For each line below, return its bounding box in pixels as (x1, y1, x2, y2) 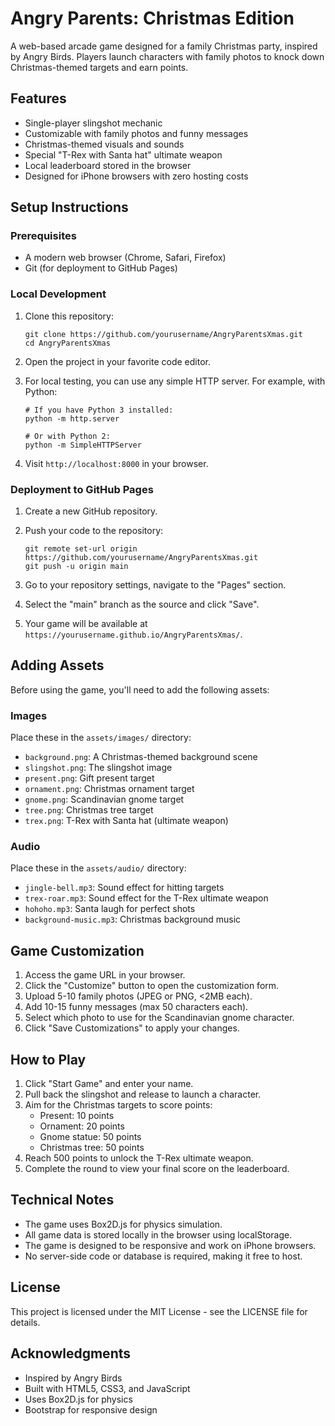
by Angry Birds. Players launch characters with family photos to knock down (10, 50, 325, 62)
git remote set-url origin (24, 544, 138, 554)
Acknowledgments (10, 1345, 132, 1362)
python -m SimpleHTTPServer (24, 440, 142, 450)
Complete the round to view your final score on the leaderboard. (24, 1163, 290, 1175)
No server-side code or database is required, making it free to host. (24, 1250, 303, 1262)
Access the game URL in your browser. (24, 969, 186, 981)
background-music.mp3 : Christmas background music (24, 913, 242, 926)
